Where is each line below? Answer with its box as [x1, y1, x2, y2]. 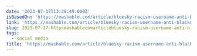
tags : [6, 30, 19, 36]
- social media [11, 36, 49, 41]
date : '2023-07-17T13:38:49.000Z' [6, 8, 91, 15]
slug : [6, 24, 19, 31]
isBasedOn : [6, 14, 33, 20]
